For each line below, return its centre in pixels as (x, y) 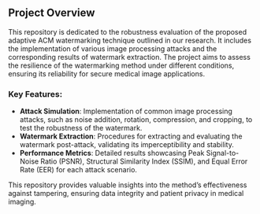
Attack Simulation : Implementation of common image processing (126, 111)
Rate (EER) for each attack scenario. (78, 170)
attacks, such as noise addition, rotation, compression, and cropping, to (136, 120)
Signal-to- (223, 153)
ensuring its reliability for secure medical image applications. (107, 73)
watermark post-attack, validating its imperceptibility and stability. (126, 145)
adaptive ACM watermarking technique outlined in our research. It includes (130, 40)
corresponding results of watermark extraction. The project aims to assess (129, 57)
